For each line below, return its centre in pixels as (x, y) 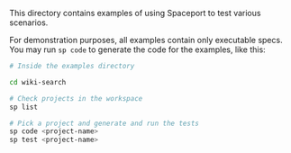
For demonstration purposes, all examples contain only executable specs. (146, 40)
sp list (24, 107)
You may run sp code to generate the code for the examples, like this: (137, 49)
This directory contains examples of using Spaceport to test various (135, 13)
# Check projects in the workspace (76, 98)
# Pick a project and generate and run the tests (105, 123)
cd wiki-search (38, 82)
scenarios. (29, 22)
